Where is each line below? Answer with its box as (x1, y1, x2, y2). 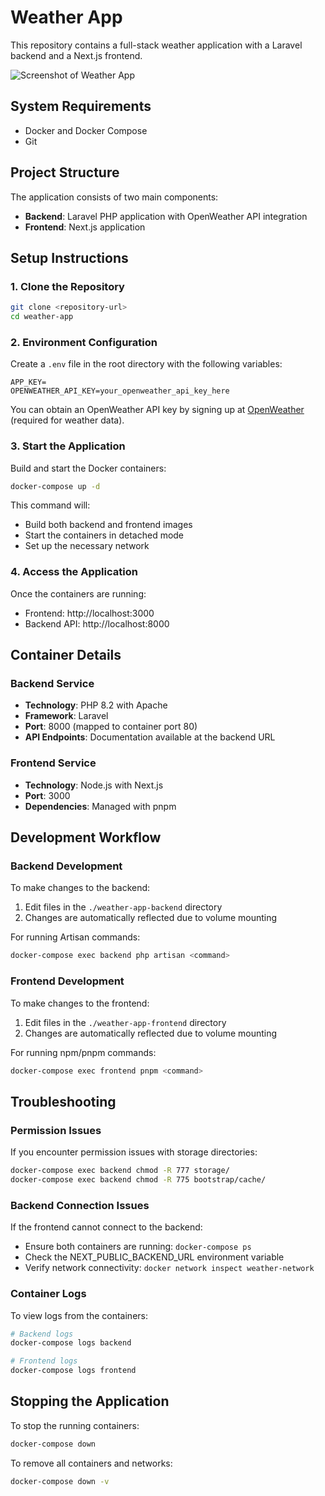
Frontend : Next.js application (24, 221, 146, 233)
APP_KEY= (10, 377, 47, 388)
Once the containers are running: (10, 587, 147, 600)
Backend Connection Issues (10, 1198, 150, 1212)
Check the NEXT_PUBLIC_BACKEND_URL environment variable (24, 1251, 285, 1263)
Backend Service (10, 677, 95, 691)
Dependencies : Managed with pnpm (24, 800, 177, 812)
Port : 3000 (24, 789, 71, 801)
